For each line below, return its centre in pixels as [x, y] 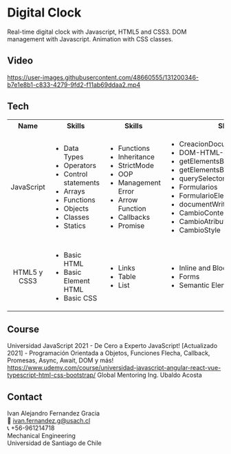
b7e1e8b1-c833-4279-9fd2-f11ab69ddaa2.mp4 [74, 85]
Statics [75, 225]
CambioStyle [200, 230]
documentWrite [204, 204]
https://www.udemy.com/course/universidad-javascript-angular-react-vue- [114, 368]
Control [76, 174]
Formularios [198, 187]
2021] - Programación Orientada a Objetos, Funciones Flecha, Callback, [109, 353]
